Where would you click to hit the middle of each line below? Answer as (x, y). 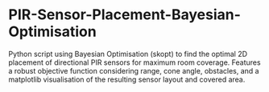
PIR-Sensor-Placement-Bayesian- (125, 15)
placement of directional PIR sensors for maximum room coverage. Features (134, 62)
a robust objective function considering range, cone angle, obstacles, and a (134, 70)
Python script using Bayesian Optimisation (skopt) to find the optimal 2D (128, 54)
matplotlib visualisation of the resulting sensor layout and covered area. (127, 79)
